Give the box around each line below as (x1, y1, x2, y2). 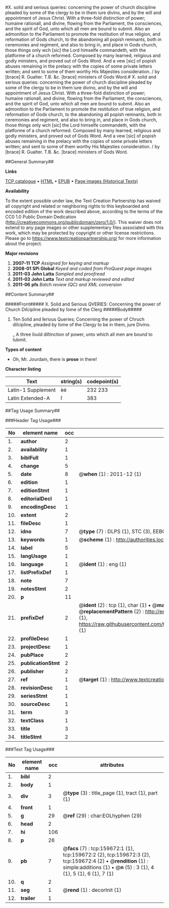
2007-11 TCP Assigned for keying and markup (12, 260, 109, 266)
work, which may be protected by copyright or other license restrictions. (5, 230, 155, 236)
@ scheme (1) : (78, 536, 115, 543)
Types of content (5, 346, 42, 352)
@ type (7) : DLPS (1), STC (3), (78, 528, 152, 535)
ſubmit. (12, 337, 27, 342)
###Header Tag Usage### (5, 417, 61, 423)
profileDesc (21, 635, 49, 642)
